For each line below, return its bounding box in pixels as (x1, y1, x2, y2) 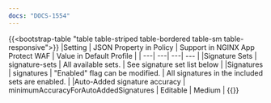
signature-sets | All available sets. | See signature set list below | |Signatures (8, 60, 264, 69)
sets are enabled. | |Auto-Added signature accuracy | (8, 76, 186, 86)
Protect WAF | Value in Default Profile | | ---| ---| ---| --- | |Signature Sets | (8, 51, 257, 60)
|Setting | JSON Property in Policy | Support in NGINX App (60, 42, 255, 52)
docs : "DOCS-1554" (8, 11, 70, 20)
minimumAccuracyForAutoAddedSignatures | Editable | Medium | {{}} (8, 85, 239, 95)
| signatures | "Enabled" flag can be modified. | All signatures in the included (8, 68, 264, 77)
